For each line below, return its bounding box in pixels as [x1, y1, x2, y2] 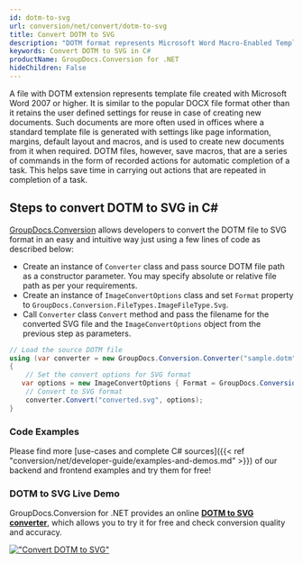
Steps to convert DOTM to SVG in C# [9, 200, 219, 216]
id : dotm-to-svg [9, 13, 70, 23]
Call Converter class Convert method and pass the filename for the [22, 308, 270, 320]
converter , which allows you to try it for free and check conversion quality [9, 517, 286, 528]
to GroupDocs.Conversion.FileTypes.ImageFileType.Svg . [22, 299, 229, 310]
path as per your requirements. [22, 280, 138, 291]
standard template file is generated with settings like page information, [9, 126, 272, 137]
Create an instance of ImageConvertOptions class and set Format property [22, 289, 294, 300]
